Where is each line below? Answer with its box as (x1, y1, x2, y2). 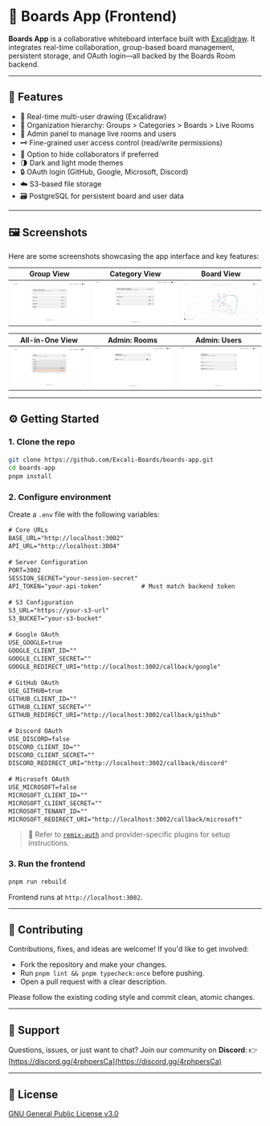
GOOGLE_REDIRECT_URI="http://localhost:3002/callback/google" (8, 663, 221, 671)
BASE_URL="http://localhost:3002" (8, 534, 125, 543)
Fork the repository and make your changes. (19, 960, 167, 969)
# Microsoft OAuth (8, 776, 70, 784)
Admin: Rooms (107, 335, 158, 345)
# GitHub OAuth (8, 679, 59, 687)
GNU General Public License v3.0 (8, 1109, 119, 1119)
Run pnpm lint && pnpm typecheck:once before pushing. (19, 968, 205, 978)
